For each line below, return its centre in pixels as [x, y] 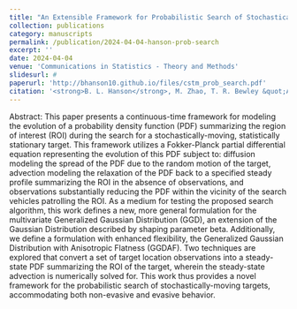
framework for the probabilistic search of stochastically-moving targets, [140, 285]
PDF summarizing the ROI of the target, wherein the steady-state [147, 267]
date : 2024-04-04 [41, 58]
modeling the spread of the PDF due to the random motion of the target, [140, 163]
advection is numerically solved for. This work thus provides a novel [133, 275]
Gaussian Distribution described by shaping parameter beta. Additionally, [142, 229]
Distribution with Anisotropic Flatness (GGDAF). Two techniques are [133, 247]
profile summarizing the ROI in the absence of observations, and [127, 182]
